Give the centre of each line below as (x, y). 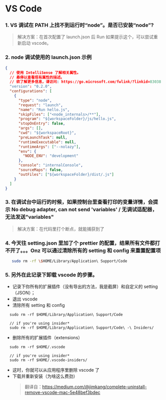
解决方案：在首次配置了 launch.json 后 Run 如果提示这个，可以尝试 (85, 37)
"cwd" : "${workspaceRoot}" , (47, 133)
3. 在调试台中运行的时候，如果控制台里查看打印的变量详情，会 (79, 202)
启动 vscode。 (36, 43)
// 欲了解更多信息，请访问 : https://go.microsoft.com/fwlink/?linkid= (80, 82)
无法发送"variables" (29, 217)
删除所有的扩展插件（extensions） (47, 338)
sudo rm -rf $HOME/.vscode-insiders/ (49, 360)
